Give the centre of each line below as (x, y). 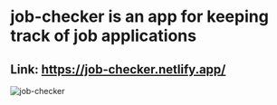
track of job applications (104, 36)
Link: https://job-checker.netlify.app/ (118, 69)
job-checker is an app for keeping (140, 17)
